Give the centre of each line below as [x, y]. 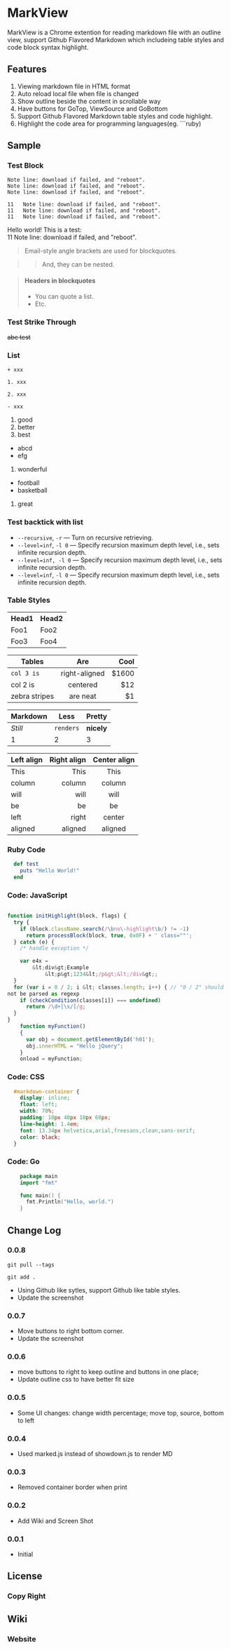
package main [39, 1176]
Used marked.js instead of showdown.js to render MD [95, 1454]
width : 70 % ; [37, 1111]
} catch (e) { [34, 942]
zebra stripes [33, 696]
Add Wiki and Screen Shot [55, 1521]
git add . [22, 1277]
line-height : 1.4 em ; [50, 1124]
